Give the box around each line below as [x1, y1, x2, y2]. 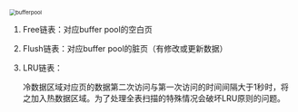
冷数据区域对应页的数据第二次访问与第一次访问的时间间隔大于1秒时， [22, 81, 282, 92]
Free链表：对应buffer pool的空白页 [22, 24, 153, 34]
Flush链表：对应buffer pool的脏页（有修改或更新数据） [22, 43, 228, 53]
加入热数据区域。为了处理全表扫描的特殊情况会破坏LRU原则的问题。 [30, 93, 286, 103]
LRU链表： [22, 62, 64, 73]
